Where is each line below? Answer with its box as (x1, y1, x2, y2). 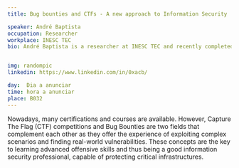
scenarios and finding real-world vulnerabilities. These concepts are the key (7, 137, 231, 146)
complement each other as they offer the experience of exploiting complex (7, 130, 227, 138)
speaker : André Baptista (7, 23, 81, 31)
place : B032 (7, 95, 43, 102)
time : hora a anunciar (7, 88, 75, 95)
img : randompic (7, 62, 53, 70)
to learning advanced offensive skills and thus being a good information (7, 145, 218, 153)
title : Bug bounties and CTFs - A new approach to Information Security (7, 10, 228, 18)
